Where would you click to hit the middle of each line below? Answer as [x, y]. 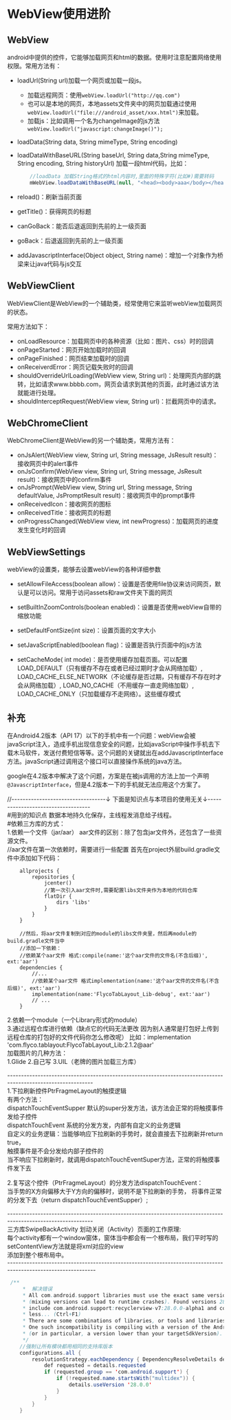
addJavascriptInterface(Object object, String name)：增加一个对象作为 [117, 255]
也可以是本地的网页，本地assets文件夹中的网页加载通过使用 [112, 103]
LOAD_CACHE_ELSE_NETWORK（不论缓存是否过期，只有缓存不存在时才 [119, 677]
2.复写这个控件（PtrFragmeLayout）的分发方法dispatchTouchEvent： [105, 1183]
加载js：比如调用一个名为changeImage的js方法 [93, 121]
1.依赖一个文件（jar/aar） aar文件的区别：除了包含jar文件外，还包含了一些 [112, 832]
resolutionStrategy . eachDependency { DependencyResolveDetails [124, 1359]
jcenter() [58, 883]
